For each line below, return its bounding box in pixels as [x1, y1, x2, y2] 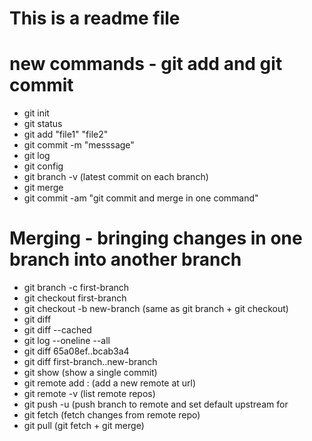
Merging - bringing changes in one [9, 227, 303, 250]
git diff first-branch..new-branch [23, 356, 158, 368]
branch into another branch [9, 248, 242, 271]
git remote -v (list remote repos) [23, 388, 156, 400]
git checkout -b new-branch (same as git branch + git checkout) [23, 303, 289, 315]
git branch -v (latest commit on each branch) [23, 171, 209, 183]
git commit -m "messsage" [23, 139, 135, 151]
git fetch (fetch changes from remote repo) [23, 409, 201, 421]
